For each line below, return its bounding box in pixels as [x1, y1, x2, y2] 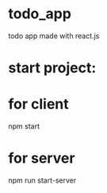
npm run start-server [8, 176, 77, 185]
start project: [8, 59, 97, 77]
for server [8, 149, 75, 168]
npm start [8, 122, 40, 131]
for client [8, 95, 69, 114]
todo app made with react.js [8, 31, 100, 41]
